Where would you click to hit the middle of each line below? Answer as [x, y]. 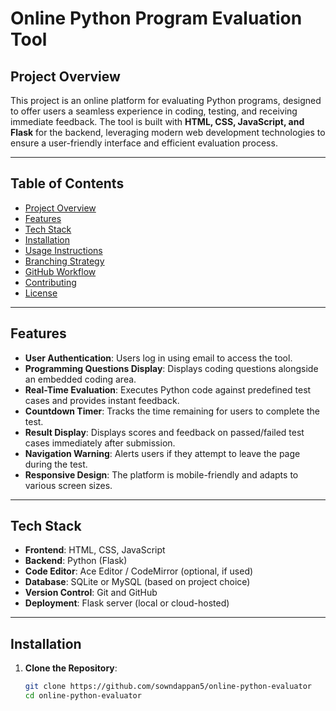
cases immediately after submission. [100, 443]
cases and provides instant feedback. [102, 400]
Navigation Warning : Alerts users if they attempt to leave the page [162, 453]
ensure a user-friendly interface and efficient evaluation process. [144, 143]
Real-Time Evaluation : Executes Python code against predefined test [168, 389]
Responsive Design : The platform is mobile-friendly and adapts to [161, 474]
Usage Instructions [63, 250]
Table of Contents [67, 183]
